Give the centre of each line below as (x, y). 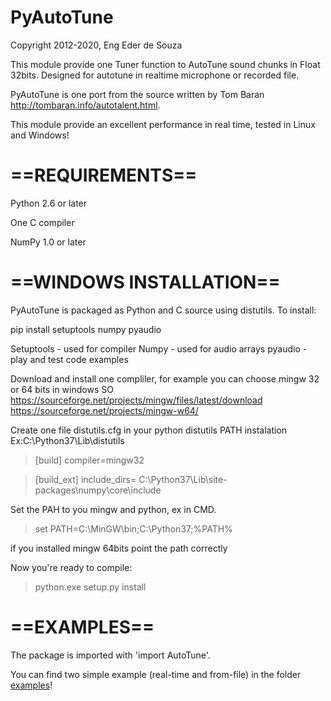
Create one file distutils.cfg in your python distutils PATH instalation (149, 430)
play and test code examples (69, 359)
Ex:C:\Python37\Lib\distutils (67, 440)
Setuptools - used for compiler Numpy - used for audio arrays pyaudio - (159, 348)
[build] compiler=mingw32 (89, 460)
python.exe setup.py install (90, 587)
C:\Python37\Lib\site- (183, 479)
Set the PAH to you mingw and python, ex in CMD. (113, 509)
